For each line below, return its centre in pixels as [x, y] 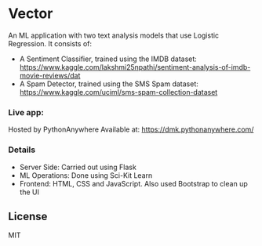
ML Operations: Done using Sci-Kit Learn [86, 175]
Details [22, 150]
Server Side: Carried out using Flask [78, 167]
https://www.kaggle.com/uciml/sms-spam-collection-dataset [118, 92]
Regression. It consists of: [50, 43]
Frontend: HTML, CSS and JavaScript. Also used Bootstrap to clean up [134, 183]
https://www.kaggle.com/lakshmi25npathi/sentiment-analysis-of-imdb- [135, 67]
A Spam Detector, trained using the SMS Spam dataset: [109, 84]
